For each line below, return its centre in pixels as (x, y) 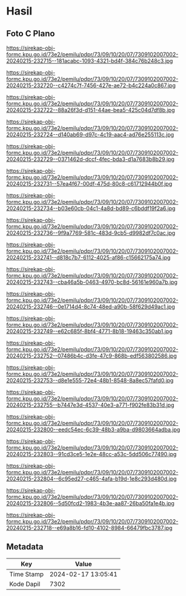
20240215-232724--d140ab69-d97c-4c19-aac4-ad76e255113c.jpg (90, 135)
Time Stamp (27, 574)
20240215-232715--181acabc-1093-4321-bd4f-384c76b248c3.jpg (90, 61)
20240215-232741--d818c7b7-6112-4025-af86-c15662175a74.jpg (88, 257)
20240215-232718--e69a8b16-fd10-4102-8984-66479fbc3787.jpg (89, 528)
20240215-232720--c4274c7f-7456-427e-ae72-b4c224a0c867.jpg (91, 85)
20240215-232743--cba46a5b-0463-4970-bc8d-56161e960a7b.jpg (92, 282)
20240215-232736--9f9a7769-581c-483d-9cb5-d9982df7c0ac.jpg (91, 233)
